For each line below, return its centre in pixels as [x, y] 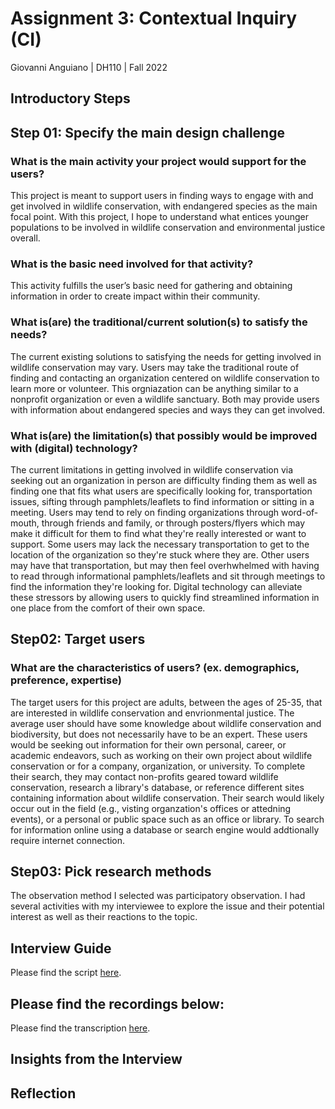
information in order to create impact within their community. [135, 296]
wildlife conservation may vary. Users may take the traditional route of [155, 367]
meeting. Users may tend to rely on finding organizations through [145, 512]
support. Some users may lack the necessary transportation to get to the [160, 544]
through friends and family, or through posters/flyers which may [173, 523]
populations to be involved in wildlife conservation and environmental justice [168, 228]
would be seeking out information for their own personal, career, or [148, 744]
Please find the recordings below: [117, 1003]
